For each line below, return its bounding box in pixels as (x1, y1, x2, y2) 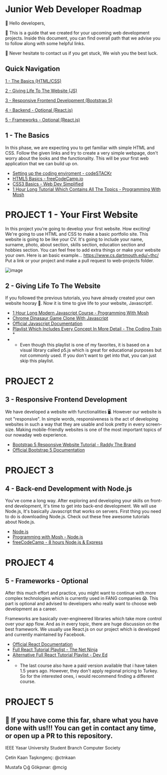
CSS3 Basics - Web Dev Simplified (12, 181, 84, 187)
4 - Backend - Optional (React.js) (5, 107, 73, 113)
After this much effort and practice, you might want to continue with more (5, 590, 156, 596)
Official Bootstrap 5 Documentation (12, 447, 85, 453)
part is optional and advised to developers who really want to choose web (5, 601, 157, 607)
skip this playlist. (19, 358, 54, 364)
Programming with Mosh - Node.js (12, 534, 83, 540)
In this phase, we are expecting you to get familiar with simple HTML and (5, 144, 155, 151)
